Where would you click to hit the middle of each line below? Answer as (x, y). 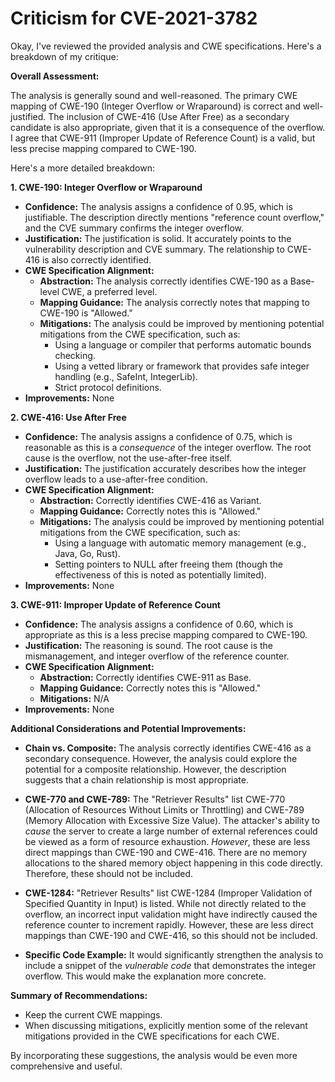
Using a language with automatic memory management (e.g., (180, 543)
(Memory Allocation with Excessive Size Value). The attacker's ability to (172, 820)
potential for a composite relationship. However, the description (155, 769)
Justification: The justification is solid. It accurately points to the (158, 238)
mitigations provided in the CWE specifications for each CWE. (152, 1036)
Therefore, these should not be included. (109, 873)
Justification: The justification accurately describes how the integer (165, 468)
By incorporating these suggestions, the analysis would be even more (154, 1055)
